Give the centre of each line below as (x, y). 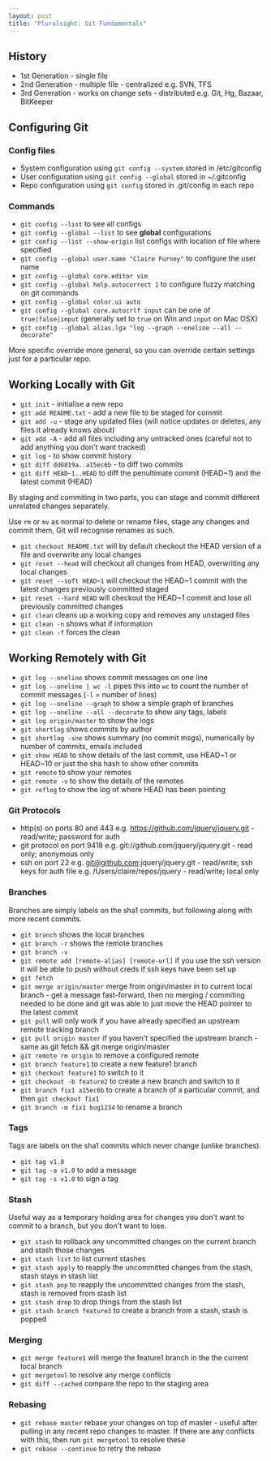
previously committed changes (72, 606)
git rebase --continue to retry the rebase (90, 1448)
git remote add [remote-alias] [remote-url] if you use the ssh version (140, 960)
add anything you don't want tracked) (83, 447)
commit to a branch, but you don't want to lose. (88, 1226)
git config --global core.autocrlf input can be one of (115, 310)
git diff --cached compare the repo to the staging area (114, 1384)
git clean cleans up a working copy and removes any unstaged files (135, 615)
